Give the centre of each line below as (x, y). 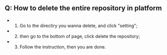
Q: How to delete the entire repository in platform (83, 8)
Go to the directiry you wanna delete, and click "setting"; (78, 25)
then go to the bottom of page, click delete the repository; (80, 36)
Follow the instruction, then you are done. (63, 46)
